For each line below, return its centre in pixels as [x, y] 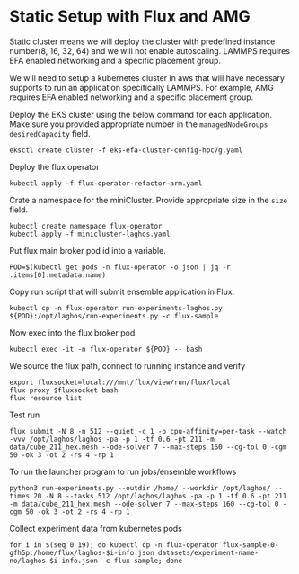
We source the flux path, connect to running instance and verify [128, 365]
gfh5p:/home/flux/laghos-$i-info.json [82, 552]
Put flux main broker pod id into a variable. [88, 250]
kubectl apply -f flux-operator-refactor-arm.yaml [106, 183]
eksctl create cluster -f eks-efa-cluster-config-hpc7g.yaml [126, 150]
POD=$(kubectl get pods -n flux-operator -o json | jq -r [120, 267]
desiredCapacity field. [50, 133]
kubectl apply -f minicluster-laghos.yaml [90, 234]
